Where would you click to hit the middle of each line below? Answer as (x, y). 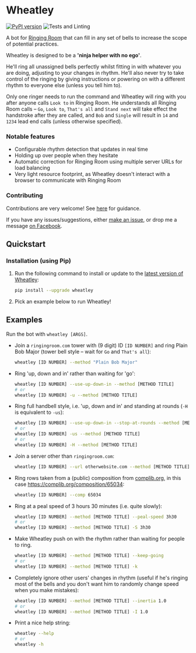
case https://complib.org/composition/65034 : (69, 484)
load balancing (32, 168)
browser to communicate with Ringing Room (68, 180)
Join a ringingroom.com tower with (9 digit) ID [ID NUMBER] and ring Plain (101, 345)
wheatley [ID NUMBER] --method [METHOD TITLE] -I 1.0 (81, 611)
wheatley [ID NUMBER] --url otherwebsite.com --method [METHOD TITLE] (102, 467)
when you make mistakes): (47, 590)
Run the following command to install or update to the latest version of (99, 274)
